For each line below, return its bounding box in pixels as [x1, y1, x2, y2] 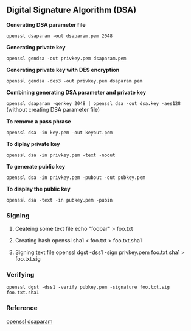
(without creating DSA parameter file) [6, 106, 100, 113]
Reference [6, 304, 38, 312]
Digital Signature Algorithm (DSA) [6, 5, 137, 15]
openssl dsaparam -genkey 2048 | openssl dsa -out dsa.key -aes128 [6, 100, 181, 106]
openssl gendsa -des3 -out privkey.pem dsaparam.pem [6, 78, 143, 84]
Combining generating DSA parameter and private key [6, 89, 147, 96]
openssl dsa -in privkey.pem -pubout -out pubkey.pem [6, 174, 146, 181]
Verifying [6, 271, 35, 279]
